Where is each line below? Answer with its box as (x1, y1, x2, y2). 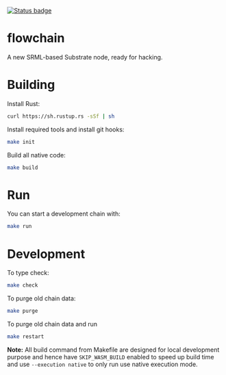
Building (7, 77, 55, 92)
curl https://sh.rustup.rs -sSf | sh (7, 113, 115, 120)
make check (7, 282, 38, 289)
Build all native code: (7, 151, 66, 159)
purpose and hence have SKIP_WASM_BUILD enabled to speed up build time (7, 352, 214, 361)
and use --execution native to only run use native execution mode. (7, 360, 198, 368)
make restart (7, 333, 45, 340)
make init (7, 138, 36, 145)
